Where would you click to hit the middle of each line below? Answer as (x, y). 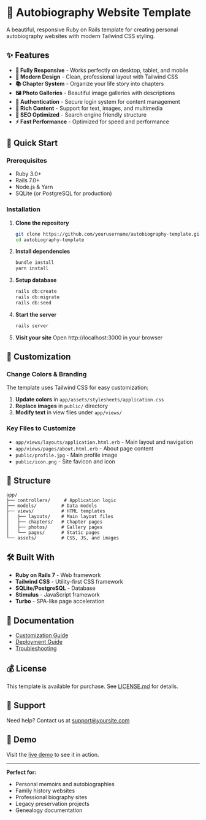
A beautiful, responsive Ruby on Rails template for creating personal (92, 29)
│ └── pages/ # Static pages (53, 532)
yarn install (32, 269)
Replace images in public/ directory (62, 406)
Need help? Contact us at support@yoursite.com (68, 720)
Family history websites (45, 791)
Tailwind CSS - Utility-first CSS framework (69, 582)
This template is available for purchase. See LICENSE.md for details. (93, 686)
